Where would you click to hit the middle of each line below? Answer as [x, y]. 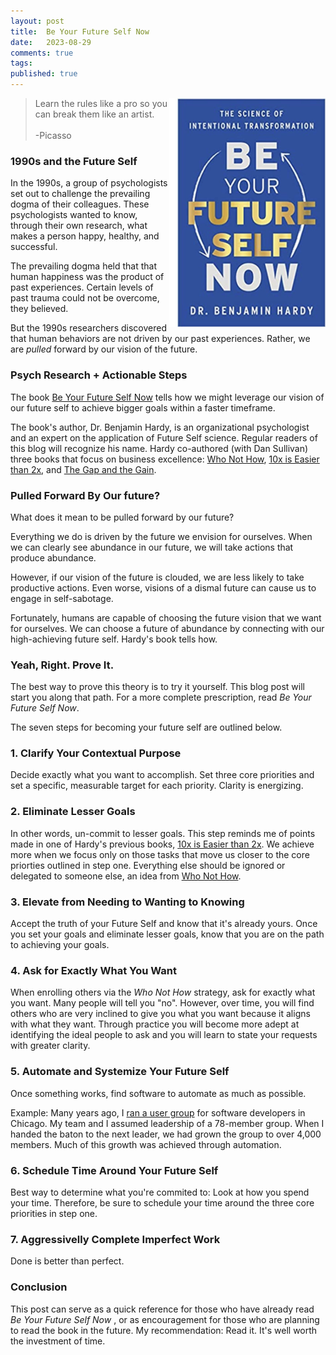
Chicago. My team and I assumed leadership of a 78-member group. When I [167, 1123]
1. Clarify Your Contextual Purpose [96, 753]
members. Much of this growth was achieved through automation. [146, 1144]
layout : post [37, 21]
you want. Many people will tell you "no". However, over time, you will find [162, 1003]
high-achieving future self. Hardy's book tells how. [114, 639]
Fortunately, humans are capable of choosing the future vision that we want [166, 617]
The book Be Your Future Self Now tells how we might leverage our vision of [167, 397]
